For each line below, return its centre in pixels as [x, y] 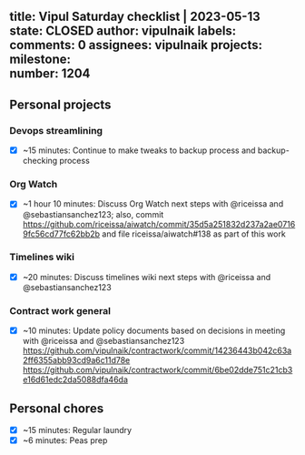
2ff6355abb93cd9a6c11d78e [76, 360]
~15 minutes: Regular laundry [77, 430]
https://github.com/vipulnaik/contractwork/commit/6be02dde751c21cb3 [157, 370]
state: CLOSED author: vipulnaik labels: [123, 31]
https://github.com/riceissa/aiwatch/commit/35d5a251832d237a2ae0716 [159, 224]
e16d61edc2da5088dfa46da [75, 379]
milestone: [40, 60]
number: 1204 [50, 74]
